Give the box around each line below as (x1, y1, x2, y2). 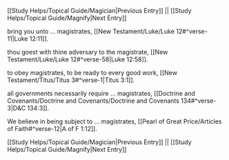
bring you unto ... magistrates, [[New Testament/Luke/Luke (7, 28, 175, 35)
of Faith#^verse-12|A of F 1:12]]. (7, 125, 98, 132)
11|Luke (7, 34, 28, 43)
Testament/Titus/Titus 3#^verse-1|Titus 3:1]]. (7, 76, 135, 84)
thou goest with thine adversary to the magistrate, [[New (7, 48, 168, 56)
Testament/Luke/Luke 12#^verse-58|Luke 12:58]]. (7, 55, 148, 63)
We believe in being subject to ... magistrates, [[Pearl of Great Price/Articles (7, 117, 222, 126)
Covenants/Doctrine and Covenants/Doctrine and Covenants (7, 97, 179, 105)
